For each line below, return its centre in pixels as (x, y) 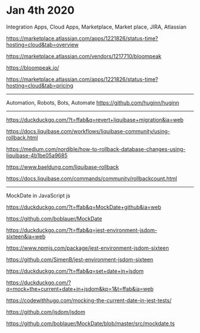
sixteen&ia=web (26, 236)
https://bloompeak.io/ (33, 67)
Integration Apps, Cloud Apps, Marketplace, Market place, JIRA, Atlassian (96, 27)
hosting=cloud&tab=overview (43, 45)
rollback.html (22, 137)
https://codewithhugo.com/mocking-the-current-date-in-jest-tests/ (89, 300)
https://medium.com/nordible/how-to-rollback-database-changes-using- (96, 149)
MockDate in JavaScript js (38, 195)
